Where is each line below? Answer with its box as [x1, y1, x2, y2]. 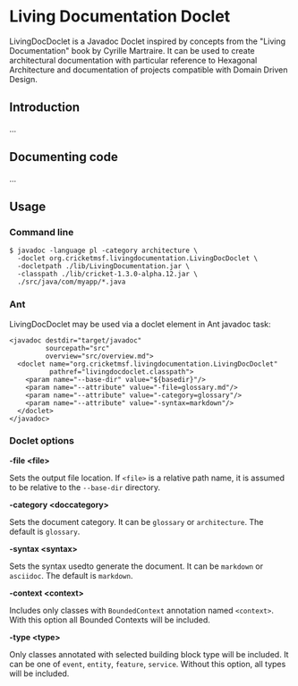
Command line [9, 225, 74, 238]
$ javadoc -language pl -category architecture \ [9, 246, 199, 256]
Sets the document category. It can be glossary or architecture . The [9, 516, 264, 527]
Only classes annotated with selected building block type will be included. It [9, 648, 289, 659]
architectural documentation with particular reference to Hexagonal [9, 55, 258, 65]
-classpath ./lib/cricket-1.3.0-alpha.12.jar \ [17, 270, 199, 279]
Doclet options [9, 435, 74, 447]
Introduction [9, 100, 81, 115]
